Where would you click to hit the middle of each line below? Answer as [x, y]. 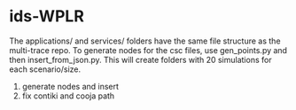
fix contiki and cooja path [68, 96]
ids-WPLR [47, 16]
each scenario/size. [45, 69]
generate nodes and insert [70, 86]
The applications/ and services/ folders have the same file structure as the [145, 41]
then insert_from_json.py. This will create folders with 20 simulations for [140, 59]
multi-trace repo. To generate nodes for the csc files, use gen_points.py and [148, 50]
